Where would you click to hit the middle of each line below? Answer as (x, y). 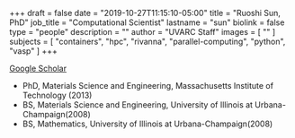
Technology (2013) (57, 95)
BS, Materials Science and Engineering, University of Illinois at (138, 105)
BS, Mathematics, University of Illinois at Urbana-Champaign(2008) (147, 124)
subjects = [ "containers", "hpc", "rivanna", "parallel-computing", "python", (147, 41)
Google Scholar (38, 68)
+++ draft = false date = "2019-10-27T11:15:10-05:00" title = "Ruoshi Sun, (145, 13)
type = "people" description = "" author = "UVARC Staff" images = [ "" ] (143, 32)
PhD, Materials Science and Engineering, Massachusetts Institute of (148, 86)
